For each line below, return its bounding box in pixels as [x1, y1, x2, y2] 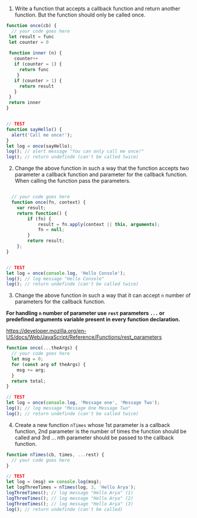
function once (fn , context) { [11, 199, 86, 205]
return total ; [11, 378, 46, 384]
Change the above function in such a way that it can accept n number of [14, 292, 191, 299]
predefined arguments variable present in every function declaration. [6, 316, 180, 323]
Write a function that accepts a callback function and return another [14, 5, 180, 12]
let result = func [8, 34, 54, 40]
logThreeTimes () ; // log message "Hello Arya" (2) [6, 495, 134, 501]
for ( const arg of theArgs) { [11, 361, 86, 367]
